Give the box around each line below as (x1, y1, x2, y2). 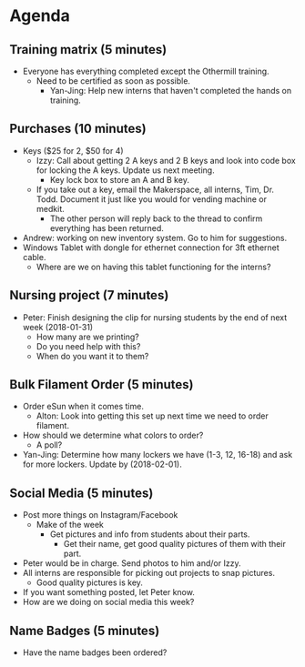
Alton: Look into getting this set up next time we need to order (36, 410, 269, 421)
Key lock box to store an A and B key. (49, 174, 189, 185)
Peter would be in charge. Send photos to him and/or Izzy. (22, 558, 241, 569)
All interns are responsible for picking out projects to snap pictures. (22, 568, 276, 579)
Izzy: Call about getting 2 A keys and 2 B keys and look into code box (36, 155, 296, 166)
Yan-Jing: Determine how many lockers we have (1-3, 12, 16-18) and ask (22, 450, 293, 460)
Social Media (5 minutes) (9, 485, 154, 500)
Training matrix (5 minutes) (9, 42, 168, 57)
